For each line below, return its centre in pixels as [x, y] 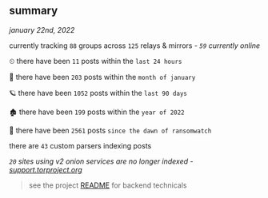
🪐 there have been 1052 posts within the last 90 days [98, 93]
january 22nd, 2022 [42, 30]
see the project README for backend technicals [108, 185]
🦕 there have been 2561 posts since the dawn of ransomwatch [110, 130]
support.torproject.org [46, 169]
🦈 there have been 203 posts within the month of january [102, 77]
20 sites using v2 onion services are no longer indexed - [101, 161]
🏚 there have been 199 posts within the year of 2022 [97, 112]
